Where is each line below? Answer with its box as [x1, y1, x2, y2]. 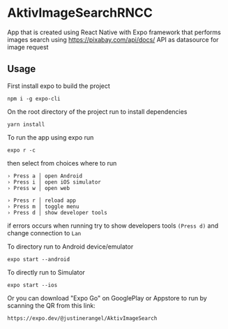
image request [7, 43, 49, 51]
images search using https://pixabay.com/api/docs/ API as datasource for [7, 35, 219, 43]
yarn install [7, 121, 45, 128]
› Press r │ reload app [7, 197, 77, 204]
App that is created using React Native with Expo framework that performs [7, 28, 221, 36]
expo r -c [7, 147, 36, 154]
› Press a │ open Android [7, 173, 82, 180]
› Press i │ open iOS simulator [7, 178, 101, 186]
